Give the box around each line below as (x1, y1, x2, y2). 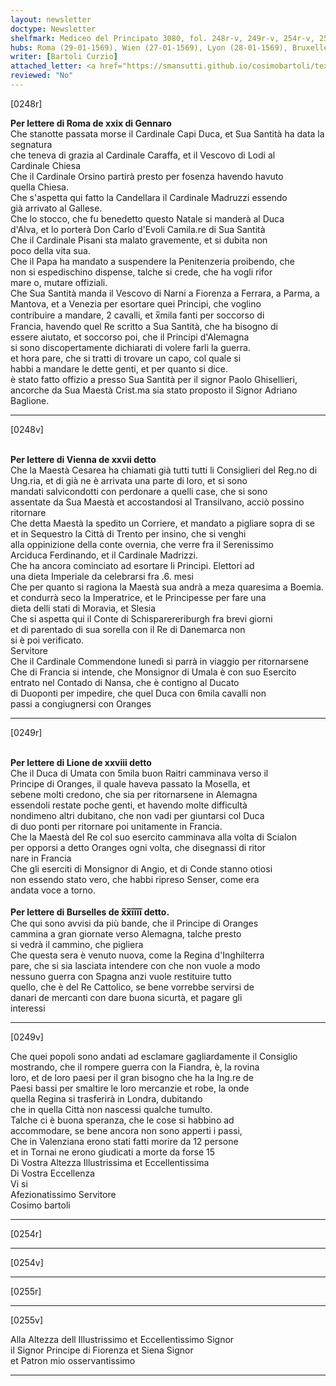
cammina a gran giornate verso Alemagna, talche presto (10, 927, 242, 940)
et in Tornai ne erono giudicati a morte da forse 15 (10, 1146, 216, 1158)
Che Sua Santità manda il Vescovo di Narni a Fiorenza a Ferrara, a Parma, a (10, 287, 320, 299)
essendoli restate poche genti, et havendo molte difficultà (10, 799, 248, 811)
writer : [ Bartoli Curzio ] (10, 52, 118, 62)
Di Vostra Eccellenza (10, 1167, 96, 1179)
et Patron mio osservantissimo (10, 1354, 136, 1366)
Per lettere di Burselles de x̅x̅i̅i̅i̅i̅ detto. (10, 906, 170, 918)
